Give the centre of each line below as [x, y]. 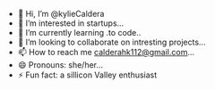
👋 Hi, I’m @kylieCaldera [61, 14]
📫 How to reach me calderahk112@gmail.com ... [106, 52]
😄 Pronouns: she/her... [60, 65]
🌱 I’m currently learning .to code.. [79, 32]
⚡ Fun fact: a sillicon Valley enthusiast [87, 75]
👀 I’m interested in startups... [71, 23]
